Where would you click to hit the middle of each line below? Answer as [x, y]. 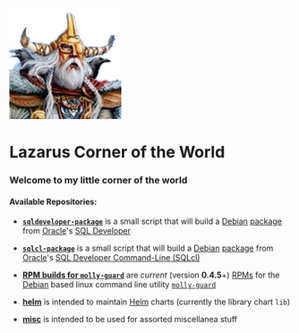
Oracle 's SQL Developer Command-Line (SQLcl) [111, 258]
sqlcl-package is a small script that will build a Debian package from [148, 248]
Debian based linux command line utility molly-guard [119, 285]
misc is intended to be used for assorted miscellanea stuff [129, 320]
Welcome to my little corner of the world [98, 180]
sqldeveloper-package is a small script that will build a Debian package [152, 221]
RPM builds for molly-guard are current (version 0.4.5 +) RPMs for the [151, 275]
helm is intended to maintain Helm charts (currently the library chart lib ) [156, 302]
